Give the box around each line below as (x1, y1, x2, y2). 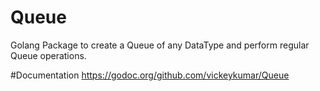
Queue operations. (10, 49, 87, 61)
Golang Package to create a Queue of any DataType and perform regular (10, 39, 310, 51)
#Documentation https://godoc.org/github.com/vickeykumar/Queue (10, 69, 290, 81)
